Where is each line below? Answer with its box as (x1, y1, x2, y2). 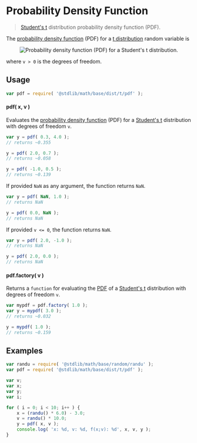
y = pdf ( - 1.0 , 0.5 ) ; (6, 166, 62, 172)
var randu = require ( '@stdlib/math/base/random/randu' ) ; (6, 361, 154, 368)
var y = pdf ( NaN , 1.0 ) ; (6, 194, 69, 200)
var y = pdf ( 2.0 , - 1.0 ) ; (6, 237, 72, 243)
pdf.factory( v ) (6, 272, 44, 279)
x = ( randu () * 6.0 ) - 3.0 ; (16, 410, 85, 416)
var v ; (6, 378, 22, 384)
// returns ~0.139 (6, 172, 51, 178)
